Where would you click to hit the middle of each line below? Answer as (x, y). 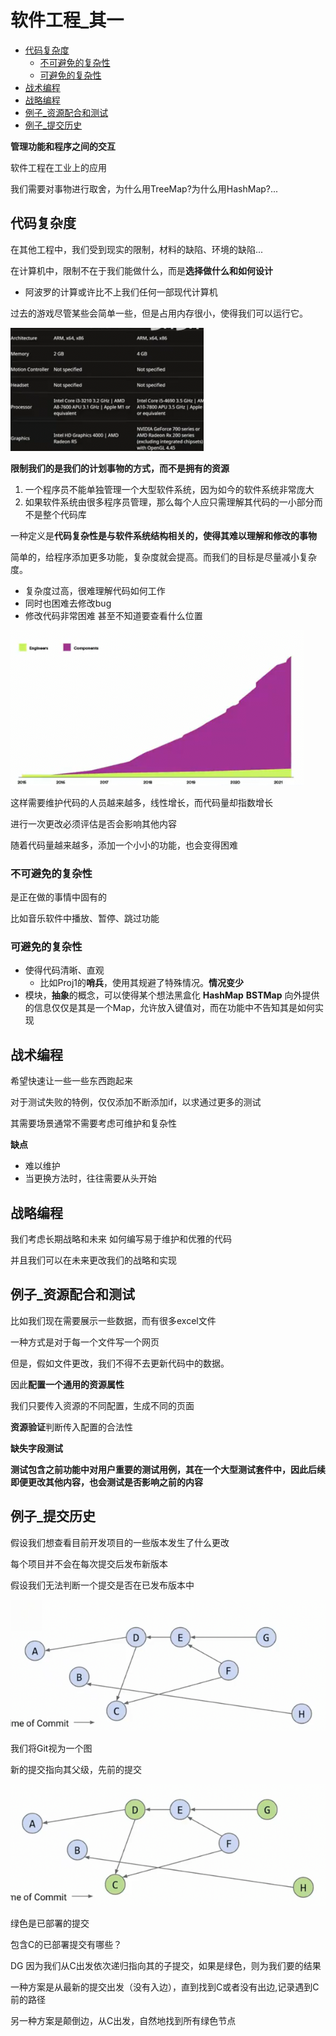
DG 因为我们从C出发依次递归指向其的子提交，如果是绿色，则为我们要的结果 (166, 1965)
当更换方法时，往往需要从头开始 (90, 1178)
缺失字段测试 (36, 1448)
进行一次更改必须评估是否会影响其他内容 (93, 823)
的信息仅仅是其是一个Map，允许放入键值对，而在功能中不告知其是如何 (169, 1008)
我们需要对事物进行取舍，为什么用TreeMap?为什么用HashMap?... (144, 188)
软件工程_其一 (67, 20)
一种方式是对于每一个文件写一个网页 (85, 1342)
